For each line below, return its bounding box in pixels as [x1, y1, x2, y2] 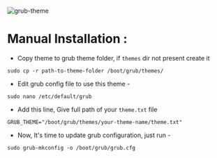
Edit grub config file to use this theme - [17, 79, 130, 88]
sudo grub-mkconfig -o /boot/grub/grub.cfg [7, 144, 136, 151]
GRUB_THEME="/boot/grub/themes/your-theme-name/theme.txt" [7, 118, 183, 125]
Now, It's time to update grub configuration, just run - [17, 131, 171, 139]
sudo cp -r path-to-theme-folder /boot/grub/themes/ [7, 67, 164, 74]
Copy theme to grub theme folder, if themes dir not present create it [17, 54, 210, 62]
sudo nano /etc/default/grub [7, 93, 92, 100]
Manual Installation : [7, 31, 128, 47]
